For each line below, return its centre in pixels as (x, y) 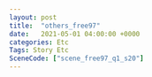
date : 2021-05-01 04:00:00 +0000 (75, 34)
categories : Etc (39, 42)
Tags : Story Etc (39, 50)
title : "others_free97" (55, 26)
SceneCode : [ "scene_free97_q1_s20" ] (76, 58)
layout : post (33, 17)
